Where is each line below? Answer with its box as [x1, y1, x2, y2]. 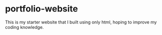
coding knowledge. [5, 24, 44, 30]
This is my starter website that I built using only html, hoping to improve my [5, 19, 157, 25]
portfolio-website [5, 3, 78, 14]
